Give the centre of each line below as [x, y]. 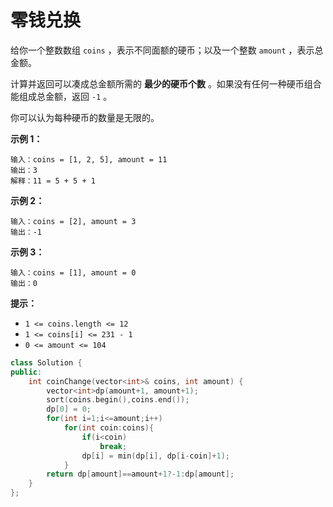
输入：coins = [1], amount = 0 [73, 272]
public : [26, 372]
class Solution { [46, 362]
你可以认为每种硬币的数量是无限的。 [85, 117]
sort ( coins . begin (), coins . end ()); [118, 400]
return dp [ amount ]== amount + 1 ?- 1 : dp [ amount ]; [140, 474]
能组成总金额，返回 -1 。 [61, 96]
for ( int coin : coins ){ [109, 428]
